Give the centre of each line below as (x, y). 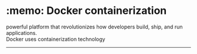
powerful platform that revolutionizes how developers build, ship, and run (94, 27)
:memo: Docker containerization (86, 11)
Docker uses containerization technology (56, 39)
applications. (21, 33)
